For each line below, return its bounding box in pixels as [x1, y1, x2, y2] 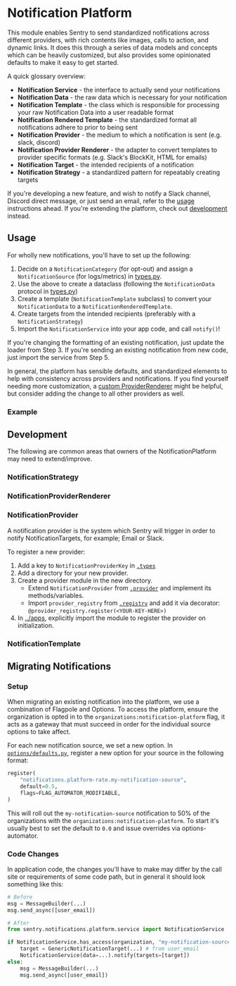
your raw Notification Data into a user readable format [17, 108, 174, 116]
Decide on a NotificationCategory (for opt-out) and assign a [17, 264, 193, 273]
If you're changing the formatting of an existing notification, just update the [7, 338, 225, 346]
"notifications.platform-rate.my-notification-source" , [20, 777, 188, 784]
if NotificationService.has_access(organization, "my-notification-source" [7, 939, 234, 946]
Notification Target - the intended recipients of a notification [17, 160, 195, 169]
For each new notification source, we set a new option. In [7, 741, 173, 750]
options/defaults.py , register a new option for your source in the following [7, 749, 224, 757]
